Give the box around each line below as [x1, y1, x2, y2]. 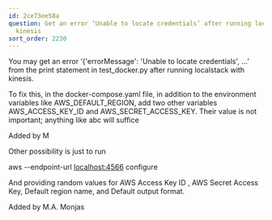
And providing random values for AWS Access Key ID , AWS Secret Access [8, 178, 259, 188]
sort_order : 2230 [8, 34, 67, 43]
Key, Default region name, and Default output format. [8, 187, 185, 197]
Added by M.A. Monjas [8, 202, 85, 212]
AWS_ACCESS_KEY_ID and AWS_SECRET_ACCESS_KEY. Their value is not [8, 107, 257, 116]
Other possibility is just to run [8, 146, 107, 156]
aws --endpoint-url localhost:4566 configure [8, 163, 158, 172]
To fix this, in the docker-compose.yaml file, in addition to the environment [8, 90, 257, 99]
